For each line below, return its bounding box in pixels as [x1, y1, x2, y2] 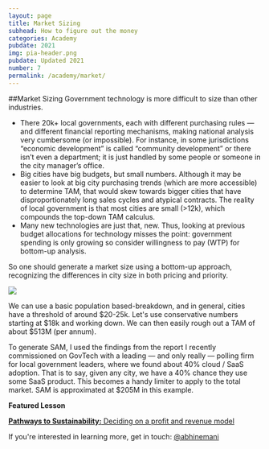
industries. [8, 102, 43, 112]
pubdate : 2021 [8, 42, 56, 50]
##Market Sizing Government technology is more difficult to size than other [8, 93, 258, 103]
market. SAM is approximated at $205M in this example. [8, 385, 194, 394]
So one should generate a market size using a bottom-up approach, [8, 262, 233, 271]
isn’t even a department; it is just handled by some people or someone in [19, 152, 261, 162]
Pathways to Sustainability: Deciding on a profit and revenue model [8, 416, 235, 426]
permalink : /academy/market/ [8, 72, 106, 80]
